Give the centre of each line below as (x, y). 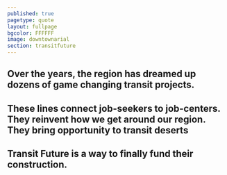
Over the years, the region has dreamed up (102, 74)
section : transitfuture (42, 46)
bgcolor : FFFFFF (31, 33)
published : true (31, 14)
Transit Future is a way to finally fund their (100, 154)
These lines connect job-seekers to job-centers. (114, 108)
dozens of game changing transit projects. (101, 85)
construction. (37, 165)
